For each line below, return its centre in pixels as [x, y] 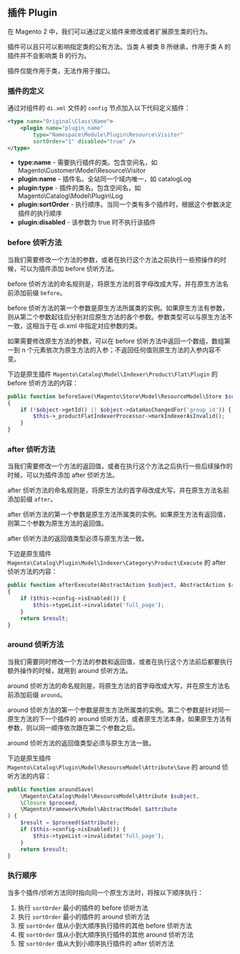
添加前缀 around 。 [40, 695]
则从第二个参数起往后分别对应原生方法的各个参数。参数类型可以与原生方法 [117, 317]
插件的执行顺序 [40, 214]
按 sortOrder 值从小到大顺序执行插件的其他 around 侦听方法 [106, 934]
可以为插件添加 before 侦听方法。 [69, 268]
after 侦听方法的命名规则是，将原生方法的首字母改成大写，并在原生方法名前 [119, 490]
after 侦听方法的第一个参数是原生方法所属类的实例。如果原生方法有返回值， [119, 515]
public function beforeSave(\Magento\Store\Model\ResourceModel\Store [115, 396]
